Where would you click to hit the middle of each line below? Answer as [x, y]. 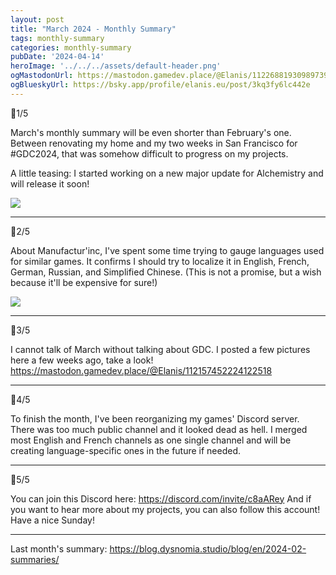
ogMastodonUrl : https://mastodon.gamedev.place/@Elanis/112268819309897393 [171, 76]
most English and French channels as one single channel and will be [151, 440]
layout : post [37, 19]
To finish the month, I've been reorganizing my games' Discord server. [155, 418]
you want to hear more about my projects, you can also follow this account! [165, 509]
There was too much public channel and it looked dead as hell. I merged [159, 429]
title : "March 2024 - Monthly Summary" [93, 29]
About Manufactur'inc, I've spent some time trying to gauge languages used [167, 250]
